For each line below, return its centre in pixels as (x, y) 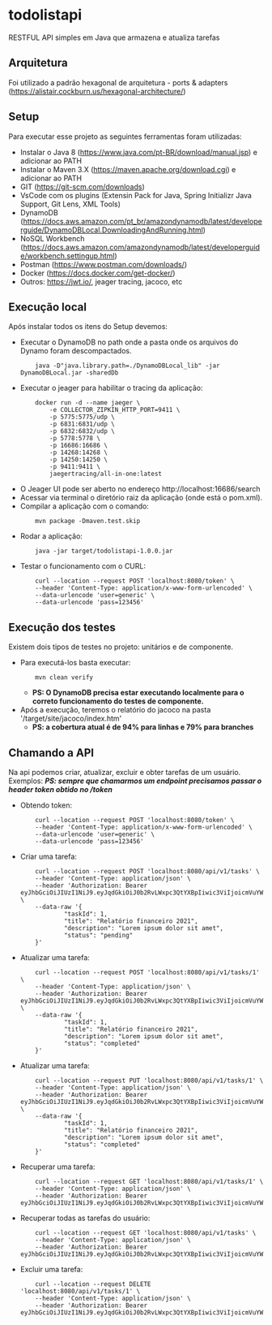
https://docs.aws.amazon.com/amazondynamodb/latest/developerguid (142, 247)
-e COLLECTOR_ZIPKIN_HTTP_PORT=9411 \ (115, 410)
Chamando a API (51, 753)
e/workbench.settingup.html (67, 255)
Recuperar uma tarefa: (57, 1167)
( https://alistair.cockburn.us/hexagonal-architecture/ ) (97, 91)
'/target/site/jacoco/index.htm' (71, 719)
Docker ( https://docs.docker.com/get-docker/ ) (98, 273)
